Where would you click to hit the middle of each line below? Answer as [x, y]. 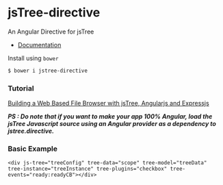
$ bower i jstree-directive [48, 71]
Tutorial [21, 88]
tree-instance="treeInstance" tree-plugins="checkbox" [88, 169]
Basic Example [32, 149]
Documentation [39, 45]
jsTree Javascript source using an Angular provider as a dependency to [112, 124]
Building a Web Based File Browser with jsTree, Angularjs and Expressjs [108, 103]
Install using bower [33, 58]
